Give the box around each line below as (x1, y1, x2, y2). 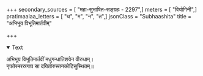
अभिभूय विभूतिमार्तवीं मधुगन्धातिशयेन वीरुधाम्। (6, 56, 94, 63)
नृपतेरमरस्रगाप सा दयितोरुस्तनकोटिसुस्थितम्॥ (6, 63, 94, 70)
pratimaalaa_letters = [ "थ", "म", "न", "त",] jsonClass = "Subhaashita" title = (6, 13, 192, 20)
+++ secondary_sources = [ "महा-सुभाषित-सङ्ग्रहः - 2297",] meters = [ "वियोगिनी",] (6, 6, 197, 13)
